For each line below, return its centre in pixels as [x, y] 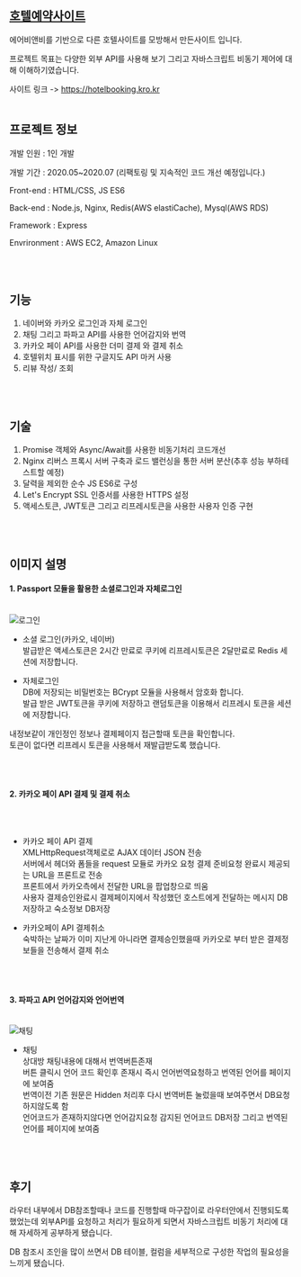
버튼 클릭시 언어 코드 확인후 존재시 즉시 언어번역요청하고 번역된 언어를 [145, 1073]
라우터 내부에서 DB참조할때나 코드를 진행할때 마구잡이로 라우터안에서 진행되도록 [149, 1210]
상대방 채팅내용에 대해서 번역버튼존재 [87, 1061]
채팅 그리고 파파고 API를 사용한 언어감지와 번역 [104, 335]
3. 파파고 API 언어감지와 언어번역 [67, 999]
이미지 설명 [38, 564]
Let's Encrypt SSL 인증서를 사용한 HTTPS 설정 [106, 495]
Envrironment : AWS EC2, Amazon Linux [84, 242]
